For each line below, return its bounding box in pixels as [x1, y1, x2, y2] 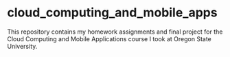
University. [7, 42, 38, 50]
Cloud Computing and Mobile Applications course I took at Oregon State [7, 34, 211, 43]
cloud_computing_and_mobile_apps [7, 5, 218, 21]
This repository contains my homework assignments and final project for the [7, 27, 223, 36]
